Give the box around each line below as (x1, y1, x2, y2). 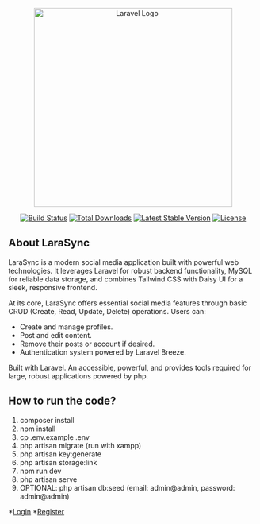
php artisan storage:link (19, 457, 97, 467)
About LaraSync (8, 236, 90, 250)
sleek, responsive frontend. (8, 282, 97, 292)
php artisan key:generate (19, 449, 102, 459)
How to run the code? (8, 394, 117, 408)
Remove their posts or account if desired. (19, 339, 155, 348)
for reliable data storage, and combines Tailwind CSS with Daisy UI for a (8, 274, 243, 284)
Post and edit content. (19, 330, 93, 340)
